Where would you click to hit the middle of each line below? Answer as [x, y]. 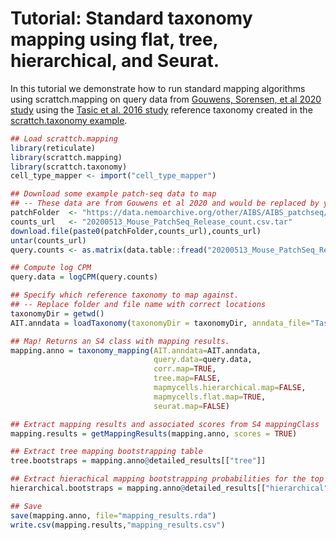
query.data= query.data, [203, 360]
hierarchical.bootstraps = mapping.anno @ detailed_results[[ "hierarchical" [169, 488]
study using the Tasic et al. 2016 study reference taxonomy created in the [161, 109]
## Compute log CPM [51, 268]
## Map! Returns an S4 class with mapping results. [120, 341]
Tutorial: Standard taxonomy [131, 18]
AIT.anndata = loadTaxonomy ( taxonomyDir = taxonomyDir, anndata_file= [160, 323]
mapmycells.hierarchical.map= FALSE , [230, 388]
